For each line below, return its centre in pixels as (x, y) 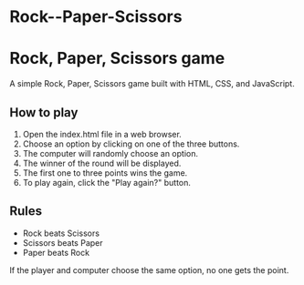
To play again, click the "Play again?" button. (107, 182)
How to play (44, 112)
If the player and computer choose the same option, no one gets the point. (149, 270)
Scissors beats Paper (63, 242)
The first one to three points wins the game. (105, 173)
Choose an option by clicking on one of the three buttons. (131, 144)
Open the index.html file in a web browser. (102, 134)
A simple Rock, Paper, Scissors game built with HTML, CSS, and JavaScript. (152, 84)
